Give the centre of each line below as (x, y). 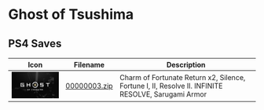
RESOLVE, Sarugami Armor (163, 94)
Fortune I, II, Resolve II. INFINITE (171, 86)
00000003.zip (89, 86)
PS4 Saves (35, 44)
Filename (89, 64)
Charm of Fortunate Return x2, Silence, (182, 77)
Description (186, 64)
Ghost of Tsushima (71, 15)
